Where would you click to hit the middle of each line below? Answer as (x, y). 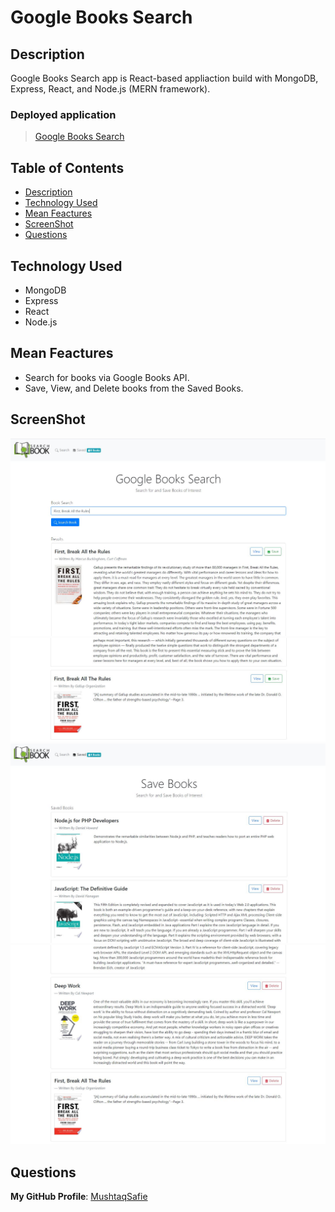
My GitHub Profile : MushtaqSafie (79, 1197)
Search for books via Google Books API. (107, 377)
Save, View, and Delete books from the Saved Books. (134, 388)
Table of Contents (67, 167)
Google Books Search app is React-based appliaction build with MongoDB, (164, 78)
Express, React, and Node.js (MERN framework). (110, 89)
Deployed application (63, 114)
